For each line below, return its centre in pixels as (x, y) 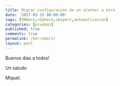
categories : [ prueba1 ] (29, 24)
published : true (22, 29)
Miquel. (13, 78)
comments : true (21, 34)
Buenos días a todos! (27, 58)
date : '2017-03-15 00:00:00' (36, 15)
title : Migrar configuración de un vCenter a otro (60, 10)
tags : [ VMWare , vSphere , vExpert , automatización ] (57, 19)
